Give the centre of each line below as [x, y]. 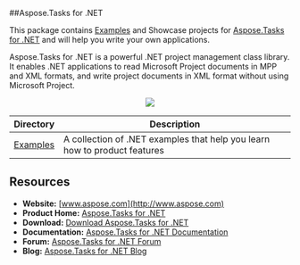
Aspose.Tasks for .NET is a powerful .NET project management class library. [150, 57]
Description [175, 124]
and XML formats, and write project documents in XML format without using [149, 76]
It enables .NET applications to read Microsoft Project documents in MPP [143, 66]
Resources [40, 182]
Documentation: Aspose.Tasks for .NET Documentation [125, 232]
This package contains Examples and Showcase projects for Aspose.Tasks [147, 30]
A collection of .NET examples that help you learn [167, 139]
